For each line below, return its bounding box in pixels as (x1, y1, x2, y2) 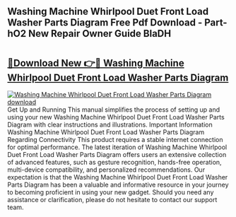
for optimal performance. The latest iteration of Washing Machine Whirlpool (7, 143, 228, 151)
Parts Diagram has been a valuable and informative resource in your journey (7, 180, 229, 189)
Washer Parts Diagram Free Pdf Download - (7, 17, 203, 29)
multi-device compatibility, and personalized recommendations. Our (7, 165, 206, 174)
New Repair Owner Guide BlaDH (28, 28, 172, 40)
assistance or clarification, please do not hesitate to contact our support (7, 196, 218, 204)
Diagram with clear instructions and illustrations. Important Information (7, 120, 213, 129)
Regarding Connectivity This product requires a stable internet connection (7, 136, 223, 143)
